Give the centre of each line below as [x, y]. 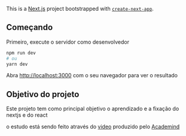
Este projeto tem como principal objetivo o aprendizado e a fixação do [93, 109]
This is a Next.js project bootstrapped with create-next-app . [80, 9]
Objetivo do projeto [43, 94]
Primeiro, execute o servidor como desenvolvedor [68, 42]
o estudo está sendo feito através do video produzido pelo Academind [93, 127]
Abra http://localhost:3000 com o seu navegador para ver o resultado [92, 75]
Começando [30, 27]
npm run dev [21, 53]
